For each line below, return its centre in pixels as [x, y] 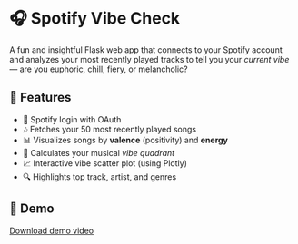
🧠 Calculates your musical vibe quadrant [99, 152]
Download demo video [51, 230]
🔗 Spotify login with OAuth [72, 119]
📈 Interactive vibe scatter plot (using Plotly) [105, 163]
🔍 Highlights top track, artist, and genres [99, 176]
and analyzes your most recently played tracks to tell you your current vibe [149, 59]
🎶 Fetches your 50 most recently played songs [109, 129]
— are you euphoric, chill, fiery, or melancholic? [99, 69]
